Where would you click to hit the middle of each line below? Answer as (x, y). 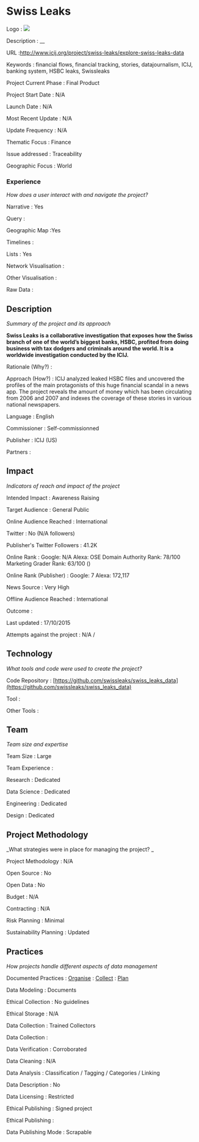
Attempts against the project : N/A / (51, 635)
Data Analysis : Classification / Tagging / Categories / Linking (83, 1073)
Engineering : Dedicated (37, 804)
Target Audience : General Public (48, 509)
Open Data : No (26, 885)
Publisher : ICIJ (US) (32, 440)
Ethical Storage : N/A (33, 1014)
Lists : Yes (19, 254)
